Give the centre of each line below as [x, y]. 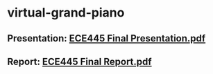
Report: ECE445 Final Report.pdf [79, 61]
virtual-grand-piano [66, 13]
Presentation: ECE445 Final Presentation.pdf [106, 38]
